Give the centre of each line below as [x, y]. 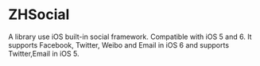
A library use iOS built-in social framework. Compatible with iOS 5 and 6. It [130, 37]
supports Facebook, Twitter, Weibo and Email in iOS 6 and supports [118, 45]
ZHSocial [39, 15]
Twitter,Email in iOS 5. [44, 53]
